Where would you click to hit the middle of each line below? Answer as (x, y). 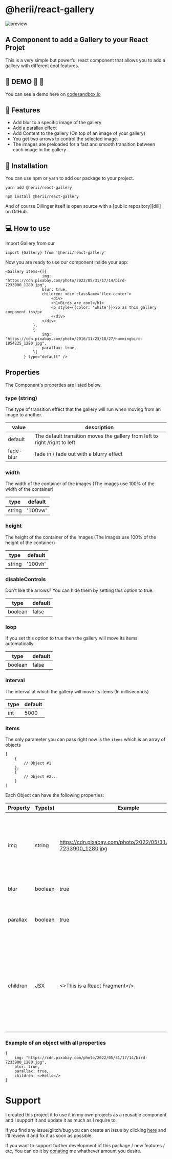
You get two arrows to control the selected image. (65, 139)
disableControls (26, 579)
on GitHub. (17, 212)
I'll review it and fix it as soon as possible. (49, 1136)
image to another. (24, 415)
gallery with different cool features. (42, 66)
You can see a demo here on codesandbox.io (53, 94)
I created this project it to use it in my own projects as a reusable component (86, 1115)
